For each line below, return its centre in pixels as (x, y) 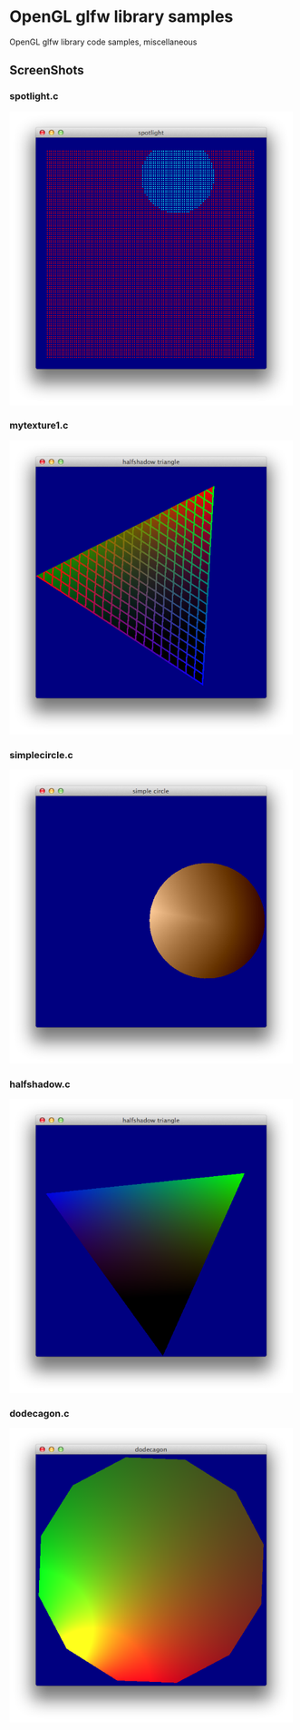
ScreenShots (47, 70)
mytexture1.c (39, 426)
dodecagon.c (39, 1414)
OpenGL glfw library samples (121, 17)
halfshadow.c (40, 1084)
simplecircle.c (42, 755)
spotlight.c (34, 96)
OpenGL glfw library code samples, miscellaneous (103, 42)
